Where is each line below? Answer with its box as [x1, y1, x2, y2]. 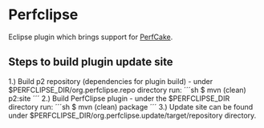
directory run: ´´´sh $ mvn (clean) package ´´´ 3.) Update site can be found [8, 102, 254, 111]
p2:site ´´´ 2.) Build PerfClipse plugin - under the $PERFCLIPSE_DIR [8, 94, 230, 103]
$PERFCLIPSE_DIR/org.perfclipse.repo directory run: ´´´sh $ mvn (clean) [8, 85, 246, 94]
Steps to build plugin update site [8, 55, 174, 69]
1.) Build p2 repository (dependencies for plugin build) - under [8, 76, 213, 86]
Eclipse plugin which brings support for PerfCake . [8, 32, 173, 42]
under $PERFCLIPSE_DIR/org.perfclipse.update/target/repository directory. [8, 110, 257, 120]
